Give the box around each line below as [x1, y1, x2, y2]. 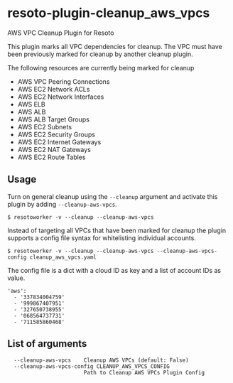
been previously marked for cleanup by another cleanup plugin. [7, 50, 193, 58]
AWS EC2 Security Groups [17, 130, 96, 139]
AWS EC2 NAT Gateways [17, 145, 91, 153]
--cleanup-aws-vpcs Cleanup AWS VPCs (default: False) [13, 357, 190, 364]
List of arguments [7, 338, 87, 350]
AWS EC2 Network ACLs [17, 85, 90, 93]
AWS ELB [17, 99, 45, 108]
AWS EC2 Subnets [17, 122, 72, 131]
